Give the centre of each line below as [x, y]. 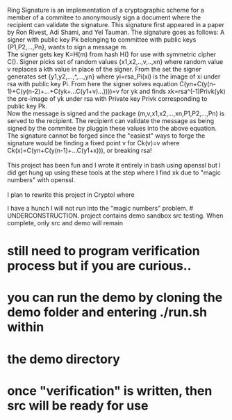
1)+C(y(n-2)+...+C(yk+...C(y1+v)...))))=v [64, 91]
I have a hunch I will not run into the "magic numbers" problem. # [100, 208]
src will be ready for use [78, 405]
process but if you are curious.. [99, 266]
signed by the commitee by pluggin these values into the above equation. [112, 128]
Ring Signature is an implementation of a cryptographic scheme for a [106, 10]
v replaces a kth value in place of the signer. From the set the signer [104, 69]
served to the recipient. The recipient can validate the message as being [110, 121]
